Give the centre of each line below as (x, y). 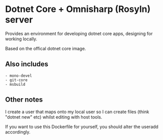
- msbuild (15, 84)
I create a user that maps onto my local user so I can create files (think (77, 112)
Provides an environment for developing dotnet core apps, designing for (79, 33)
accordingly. (18, 132)
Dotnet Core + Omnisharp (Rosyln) (78, 9)
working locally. (21, 39)
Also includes (27, 64)
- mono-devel (19, 76)
